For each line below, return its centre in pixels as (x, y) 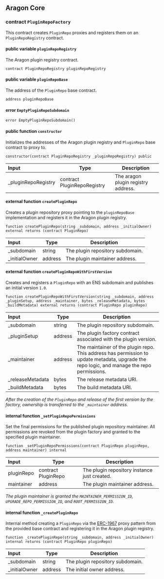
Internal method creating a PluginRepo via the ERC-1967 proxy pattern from (81, 523)
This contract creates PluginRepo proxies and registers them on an (72, 32)
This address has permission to (113, 353)
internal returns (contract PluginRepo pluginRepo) (59, 542)
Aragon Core (25, 8)
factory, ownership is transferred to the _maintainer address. (67, 404)
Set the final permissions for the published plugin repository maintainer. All (80, 427)
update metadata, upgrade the (111, 359)
